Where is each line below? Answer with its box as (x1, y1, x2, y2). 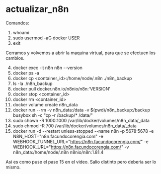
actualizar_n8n (5, 3, 69, 15)
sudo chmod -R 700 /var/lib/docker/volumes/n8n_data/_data (12, 123, 137, 129)
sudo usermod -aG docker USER (12, 35, 80, 41)
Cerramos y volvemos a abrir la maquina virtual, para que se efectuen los (5, 50, 156, 56)
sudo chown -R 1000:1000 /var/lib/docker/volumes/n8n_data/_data (12, 117, 150, 123)
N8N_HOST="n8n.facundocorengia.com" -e (12, 133, 103, 139)
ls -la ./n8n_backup (12, 81, 53, 87)
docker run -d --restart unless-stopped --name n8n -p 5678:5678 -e (12, 128, 154, 134)
